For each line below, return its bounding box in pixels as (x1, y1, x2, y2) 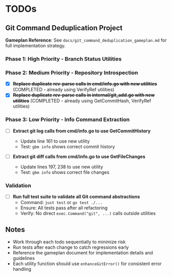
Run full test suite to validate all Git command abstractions (12, 193, 140, 200)
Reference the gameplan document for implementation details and (12, 249, 153, 255)
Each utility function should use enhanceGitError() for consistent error (12, 260, 162, 267)
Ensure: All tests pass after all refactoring (20, 205, 108, 211)
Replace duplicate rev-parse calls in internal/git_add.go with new (12, 92, 155, 98)
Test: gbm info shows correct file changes (20, 169, 109, 175)
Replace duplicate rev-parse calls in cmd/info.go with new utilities (12, 81, 158, 87)
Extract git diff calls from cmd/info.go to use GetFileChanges (12, 153, 145, 160)
